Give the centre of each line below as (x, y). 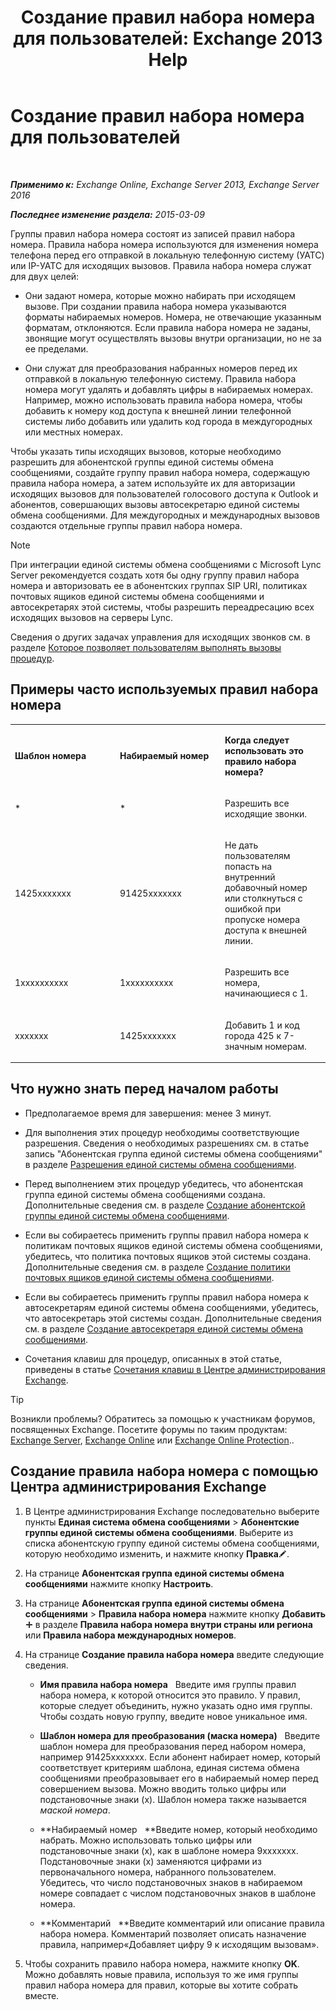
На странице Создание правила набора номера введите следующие (174, 1654)
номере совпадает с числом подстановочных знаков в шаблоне (178, 1893)
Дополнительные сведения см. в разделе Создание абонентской (165, 1205)
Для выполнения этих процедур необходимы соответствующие (162, 1132)
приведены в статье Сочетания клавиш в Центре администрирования (175, 1369)
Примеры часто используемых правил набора (164, 689)
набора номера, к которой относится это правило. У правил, (170, 1695)
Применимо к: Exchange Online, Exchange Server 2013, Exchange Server (165, 184)
